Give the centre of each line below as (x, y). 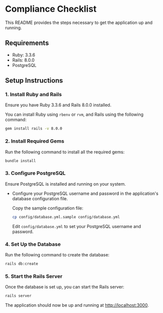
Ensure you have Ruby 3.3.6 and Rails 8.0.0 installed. (58, 105)
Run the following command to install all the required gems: (65, 152)
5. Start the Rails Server (34, 276)
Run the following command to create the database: (57, 254)
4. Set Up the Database (33, 244)
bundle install (21, 161)
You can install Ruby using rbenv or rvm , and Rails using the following (74, 115)
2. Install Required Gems (35, 141)
